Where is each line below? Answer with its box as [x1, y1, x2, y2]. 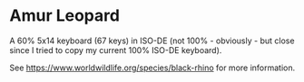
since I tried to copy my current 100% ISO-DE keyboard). [9, 44, 222, 55]
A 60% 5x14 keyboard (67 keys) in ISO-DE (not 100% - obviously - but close [9, 35, 295, 46]
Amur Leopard [9, 5, 121, 26]
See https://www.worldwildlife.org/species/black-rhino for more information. [9, 62, 296, 73]
